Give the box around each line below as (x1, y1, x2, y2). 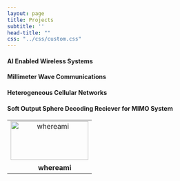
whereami (37, 163, 72, 173)
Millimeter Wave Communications (7, 73, 107, 81)
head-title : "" (7, 29, 51, 36)
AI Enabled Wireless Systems (7, 56, 93, 65)
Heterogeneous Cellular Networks (7, 88, 108, 96)
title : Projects (7, 17, 54, 23)
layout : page (7, 10, 45, 17)
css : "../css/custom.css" (7, 36, 81, 43)
